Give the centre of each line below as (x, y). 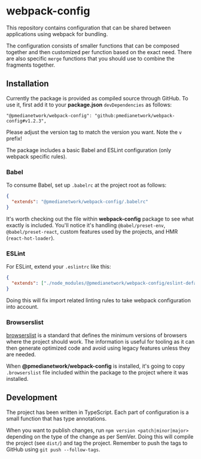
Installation (28, 84)
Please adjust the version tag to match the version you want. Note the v (94, 132)
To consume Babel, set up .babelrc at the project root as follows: (86, 185)
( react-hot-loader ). (31, 238)
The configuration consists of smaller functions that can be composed (93, 46)
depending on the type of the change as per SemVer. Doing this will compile (100, 436)
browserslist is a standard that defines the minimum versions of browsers (97, 335)
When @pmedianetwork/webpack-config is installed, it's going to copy (96, 366)
